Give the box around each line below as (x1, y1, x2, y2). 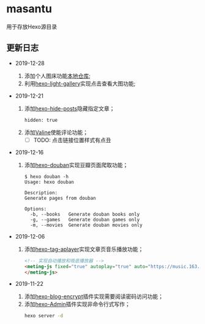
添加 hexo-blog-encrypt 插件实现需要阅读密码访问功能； (24, 293, 164, 300)
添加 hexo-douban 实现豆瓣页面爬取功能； (24, 161, 129, 168)
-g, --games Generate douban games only (29, 216, 140, 223)
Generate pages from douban (24, 195, 96, 201)
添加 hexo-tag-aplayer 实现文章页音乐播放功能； (24, 245, 144, 253)
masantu (6, 2, 52, 16)
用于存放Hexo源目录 (6, 23, 57, 30)
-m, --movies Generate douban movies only (29, 222, 143, 228)
